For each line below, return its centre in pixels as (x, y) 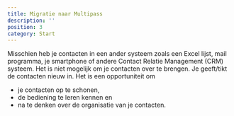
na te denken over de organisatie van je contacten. (92, 105)
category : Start (31, 34)
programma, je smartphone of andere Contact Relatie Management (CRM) (116, 62)
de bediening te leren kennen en (65, 98)
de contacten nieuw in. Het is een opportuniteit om (82, 76)
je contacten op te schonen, (58, 90)
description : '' (31, 21)
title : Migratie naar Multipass (55, 14)
